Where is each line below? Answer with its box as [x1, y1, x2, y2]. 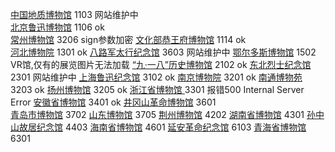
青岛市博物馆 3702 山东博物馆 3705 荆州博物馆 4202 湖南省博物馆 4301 [10, 109, 305, 120]
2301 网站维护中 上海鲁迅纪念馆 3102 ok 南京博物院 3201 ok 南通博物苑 [10, 71, 303, 83]
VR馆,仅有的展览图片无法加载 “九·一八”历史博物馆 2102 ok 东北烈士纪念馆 [10, 59, 312, 70]
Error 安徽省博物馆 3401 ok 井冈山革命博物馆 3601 [10, 96, 217, 108]
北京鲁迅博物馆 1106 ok [10, 21, 105, 33]
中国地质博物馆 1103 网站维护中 [10, 9, 139, 20]
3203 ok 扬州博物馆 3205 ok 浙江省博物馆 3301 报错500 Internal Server [10, 84, 305, 95]
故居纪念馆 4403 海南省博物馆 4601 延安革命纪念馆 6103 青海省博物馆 [18, 121, 307, 133]
